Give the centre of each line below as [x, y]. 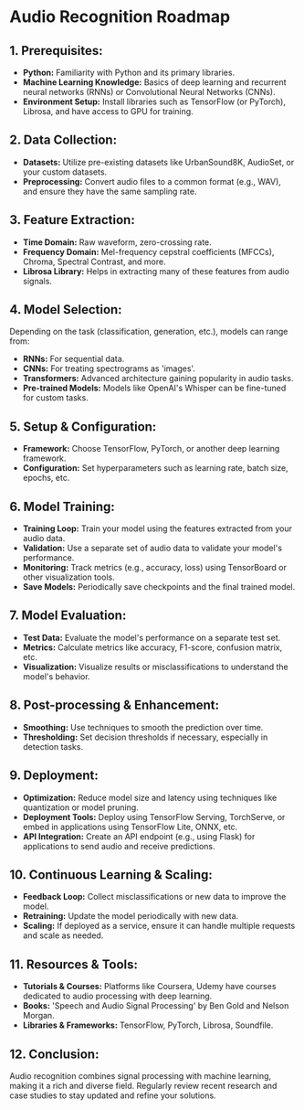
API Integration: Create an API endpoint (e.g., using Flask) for [139, 836]
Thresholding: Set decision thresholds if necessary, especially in [145, 737]
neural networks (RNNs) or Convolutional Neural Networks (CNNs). [149, 92]
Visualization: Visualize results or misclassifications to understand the [156, 667]
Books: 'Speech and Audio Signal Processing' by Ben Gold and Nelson [156, 1006]
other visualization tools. [69, 577]
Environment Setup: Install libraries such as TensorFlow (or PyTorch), [154, 101]
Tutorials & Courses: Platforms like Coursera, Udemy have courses [149, 987]
